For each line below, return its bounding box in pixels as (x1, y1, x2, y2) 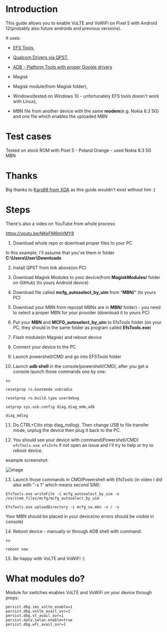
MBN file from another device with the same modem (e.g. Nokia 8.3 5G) (12, 108, 160, 114)
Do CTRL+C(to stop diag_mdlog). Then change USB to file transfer (12, 422, 149, 428)
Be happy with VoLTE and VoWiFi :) (12, 555, 85, 561)
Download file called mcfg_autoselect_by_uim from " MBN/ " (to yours (12, 289, 156, 295)
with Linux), (12, 98, 37, 104)
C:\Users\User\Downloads (5, 255, 62, 261)
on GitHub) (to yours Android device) (12, 280, 89, 286)
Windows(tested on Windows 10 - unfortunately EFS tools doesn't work (12, 93, 160, 99)
